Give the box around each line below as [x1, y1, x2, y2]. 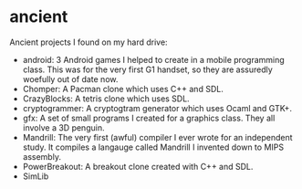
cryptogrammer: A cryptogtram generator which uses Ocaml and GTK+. [22, 102, 293, 113]
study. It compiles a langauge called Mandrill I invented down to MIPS [22, 142, 285, 152]
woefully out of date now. [22, 73, 119, 84]
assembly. [22, 151, 62, 162]
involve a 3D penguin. [22, 121, 105, 133]
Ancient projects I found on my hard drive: [9, 37, 168, 47]
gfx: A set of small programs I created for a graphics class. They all [22, 112, 276, 123]
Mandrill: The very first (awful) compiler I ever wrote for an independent [22, 131, 294, 142]
